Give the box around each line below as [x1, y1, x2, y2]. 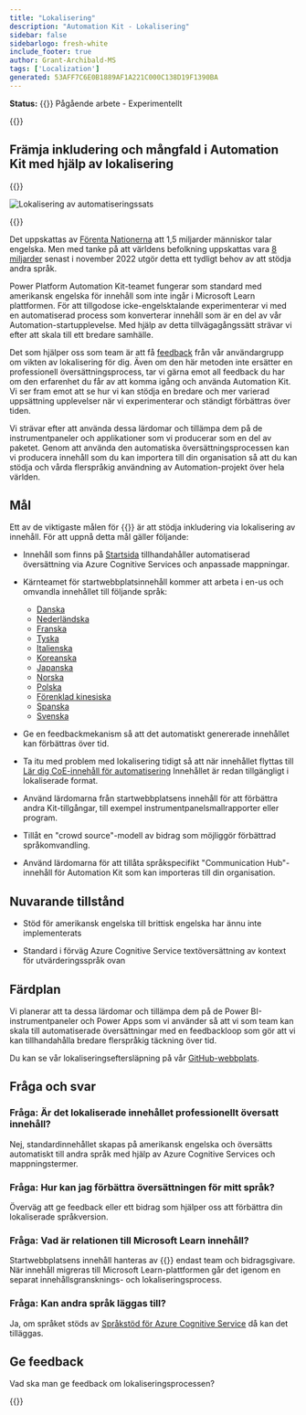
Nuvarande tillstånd [9, 893, 125, 909]
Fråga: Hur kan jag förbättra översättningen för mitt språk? [9, 1180, 276, 1193]
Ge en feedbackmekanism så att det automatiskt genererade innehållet [22, 728, 290, 740]
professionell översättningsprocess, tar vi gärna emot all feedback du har [9, 366, 285, 377]
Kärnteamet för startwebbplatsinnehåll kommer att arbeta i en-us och [22, 576, 284, 587]
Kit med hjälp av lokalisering [9, 156, 174, 172]
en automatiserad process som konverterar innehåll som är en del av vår [9, 310, 282, 321]
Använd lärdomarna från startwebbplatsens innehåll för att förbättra [22, 793, 279, 804]
